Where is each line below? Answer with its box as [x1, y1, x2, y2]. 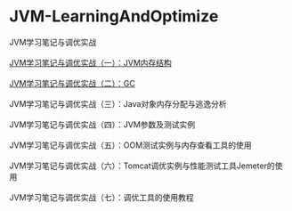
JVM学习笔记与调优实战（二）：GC [9, 77, 135, 88]
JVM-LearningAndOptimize [9, 6, 219, 27]
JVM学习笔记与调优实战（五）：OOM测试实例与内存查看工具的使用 [9, 140, 252, 150]
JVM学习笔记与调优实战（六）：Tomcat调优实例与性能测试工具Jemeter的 [9, 160, 275, 171]
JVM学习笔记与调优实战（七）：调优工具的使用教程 [9, 191, 194, 202]
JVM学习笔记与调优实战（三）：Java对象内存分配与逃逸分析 [9, 98, 227, 109]
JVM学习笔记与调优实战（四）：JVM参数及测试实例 [9, 118, 196, 130]
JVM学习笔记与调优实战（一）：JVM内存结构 [9, 57, 172, 68]
